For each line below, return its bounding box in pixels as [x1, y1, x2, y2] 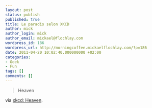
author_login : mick [5, 31, 47, 36]
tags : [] [5, 69, 24, 74]
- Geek [5, 59, 19, 64]
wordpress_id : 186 [5, 41, 44, 46]
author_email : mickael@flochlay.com [5, 36, 83, 41]
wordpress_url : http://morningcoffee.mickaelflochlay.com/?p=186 [5, 45, 147, 50]
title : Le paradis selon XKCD [5, 21, 70, 27]
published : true [5, 17, 40, 22]
